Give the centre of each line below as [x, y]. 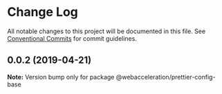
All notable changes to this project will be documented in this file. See [107, 31]
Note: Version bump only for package [61, 77]
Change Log [43, 12]
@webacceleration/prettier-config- [166, 77]
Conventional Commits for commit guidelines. [72, 38]
